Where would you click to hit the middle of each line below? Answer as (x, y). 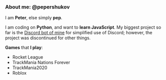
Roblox (19, 73)
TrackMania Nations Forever (41, 63)
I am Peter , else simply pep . (34, 18)
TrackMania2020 (30, 68)
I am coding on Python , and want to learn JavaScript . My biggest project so (83, 27)
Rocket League (28, 57)
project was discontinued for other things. (48, 38)
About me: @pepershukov (38, 7)
